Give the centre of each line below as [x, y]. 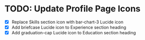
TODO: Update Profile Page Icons [73, 9]
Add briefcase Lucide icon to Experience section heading [69, 27]
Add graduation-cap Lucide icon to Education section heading [74, 33]
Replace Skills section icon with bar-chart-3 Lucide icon [67, 22]
